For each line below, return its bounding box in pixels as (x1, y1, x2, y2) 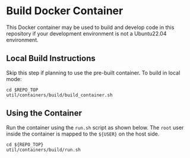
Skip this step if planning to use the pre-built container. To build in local (6, 69, 180, 76)
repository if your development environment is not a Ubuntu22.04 (6, 30, 167, 37)
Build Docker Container (6, 4, 123, 18)
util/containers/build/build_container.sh (6, 92, 113, 98)
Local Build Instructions (6, 53, 96, 63)
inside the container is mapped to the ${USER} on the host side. (6, 130, 160, 137)
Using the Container (6, 108, 82, 118)
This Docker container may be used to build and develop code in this (6, 24, 175, 31)
